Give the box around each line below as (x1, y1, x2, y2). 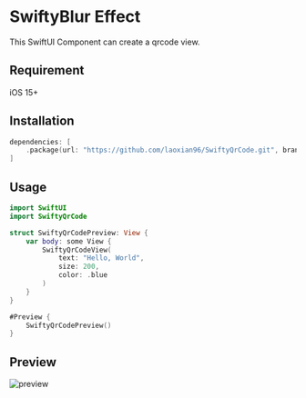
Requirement (9, 63, 85, 78)
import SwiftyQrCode (9, 212, 88, 221)
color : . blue (57, 271, 107, 280)
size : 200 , (57, 262, 100, 272)
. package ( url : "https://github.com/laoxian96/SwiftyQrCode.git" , (25, 145, 280, 155)
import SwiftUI (9, 204, 67, 213)
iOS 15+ (9, 86, 39, 97)
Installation (9, 114, 75, 129)
